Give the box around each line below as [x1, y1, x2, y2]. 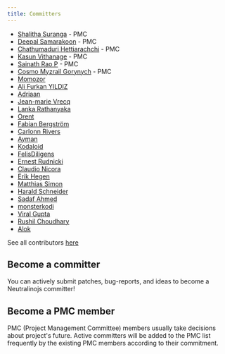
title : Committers [7, 10, 61, 18]
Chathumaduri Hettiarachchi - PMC [17, 44, 120, 53]
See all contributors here [7, 238, 79, 247]
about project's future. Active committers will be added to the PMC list [7, 331, 211, 340]
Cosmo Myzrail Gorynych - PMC [17, 67, 112, 75]
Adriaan [17, 90, 41, 98]
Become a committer [7, 259, 101, 271]
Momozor [17, 75, 46, 83]
